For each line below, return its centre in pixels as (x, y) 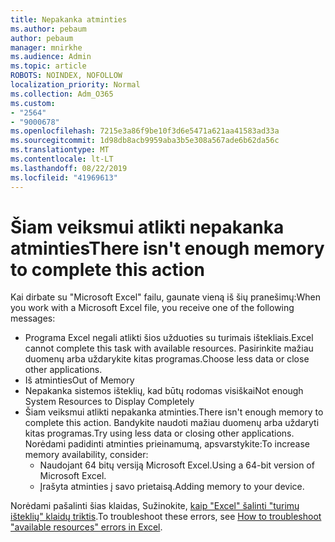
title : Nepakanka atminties (69, 19)
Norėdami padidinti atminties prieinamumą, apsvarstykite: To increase (167, 444)
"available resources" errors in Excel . (86, 527)
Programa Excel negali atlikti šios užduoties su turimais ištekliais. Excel (169, 338)
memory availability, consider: (86, 455)
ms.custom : (33, 103)
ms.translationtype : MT (60, 150)
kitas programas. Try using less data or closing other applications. (159, 433)
